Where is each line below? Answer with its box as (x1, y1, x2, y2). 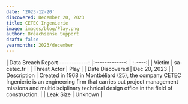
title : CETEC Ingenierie (6, 20, 68, 26)
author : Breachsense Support (6, 31, 79, 37)
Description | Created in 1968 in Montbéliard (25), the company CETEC (6, 72, 181, 79)
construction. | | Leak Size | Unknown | (6, 91, 103, 98)
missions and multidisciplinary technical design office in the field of (6, 84, 173, 91)
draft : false (6, 37, 39, 43)
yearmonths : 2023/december (6, 43, 74, 49)
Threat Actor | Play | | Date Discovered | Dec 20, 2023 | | (33, 65, 174, 72)
